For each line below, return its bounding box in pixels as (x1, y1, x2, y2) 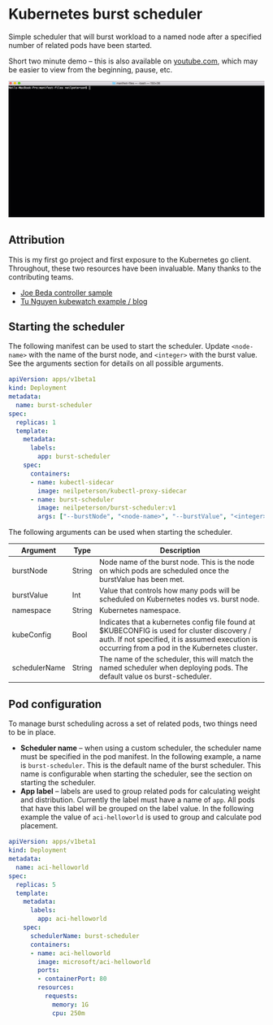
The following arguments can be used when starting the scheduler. (8, 528, 233, 537)
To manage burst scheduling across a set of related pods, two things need (8, 719, 258, 728)
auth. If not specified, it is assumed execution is (98, 634, 258, 644)
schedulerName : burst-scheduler (29, 932, 140, 940)
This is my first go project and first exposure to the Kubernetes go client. (8, 254, 252, 264)
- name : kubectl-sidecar (29, 478, 115, 486)
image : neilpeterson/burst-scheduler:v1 (37, 504, 176, 512)
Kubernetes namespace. (98, 606, 181, 615)
